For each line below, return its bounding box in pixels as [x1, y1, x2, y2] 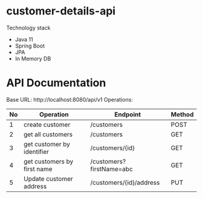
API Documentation [6, 76, 106, 90]
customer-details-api [6, 4, 116, 18]
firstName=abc [90, 164, 133, 173]
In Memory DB [14, 55, 51, 62]
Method [170, 110, 194, 119]
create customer [24, 120, 71, 129]
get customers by [24, 157, 74, 166]
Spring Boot [14, 42, 45, 49]
